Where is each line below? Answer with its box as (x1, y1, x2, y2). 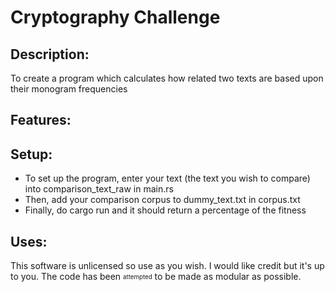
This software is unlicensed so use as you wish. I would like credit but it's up (10, 260, 325, 272)
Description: (10, 46, 90, 63)
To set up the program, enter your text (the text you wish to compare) (24, 172, 311, 185)
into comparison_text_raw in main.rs (24, 183, 174, 195)
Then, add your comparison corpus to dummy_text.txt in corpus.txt (24, 194, 301, 206)
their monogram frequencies (10, 83, 128, 95)
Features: (10, 112, 72, 129)
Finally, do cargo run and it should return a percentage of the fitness (24, 204, 307, 216)
